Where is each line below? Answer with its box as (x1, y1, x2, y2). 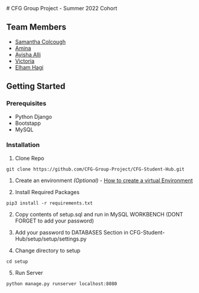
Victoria (14, 57, 35, 65)
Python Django (14, 113, 52, 120)
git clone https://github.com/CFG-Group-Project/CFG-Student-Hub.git (6, 166, 185, 172)
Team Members (6, 22, 66, 33)
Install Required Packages (14, 188, 80, 195)
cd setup (6, 258, 28, 265)
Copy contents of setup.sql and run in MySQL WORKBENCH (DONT (14, 210, 183, 218)
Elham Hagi (14, 63, 44, 71)
